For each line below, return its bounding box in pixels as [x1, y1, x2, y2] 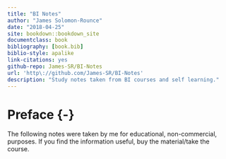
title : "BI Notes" [7, 10, 61, 18]
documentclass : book [7, 37, 69, 44]
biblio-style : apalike [7, 50, 74, 57]
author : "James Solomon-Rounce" [7, 17, 102, 24]
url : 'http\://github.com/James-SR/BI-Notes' [7, 69, 143, 76]
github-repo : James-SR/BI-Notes [7, 63, 102, 70]
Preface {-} [7, 107, 75, 122]
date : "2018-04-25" [7, 23, 65, 30]
